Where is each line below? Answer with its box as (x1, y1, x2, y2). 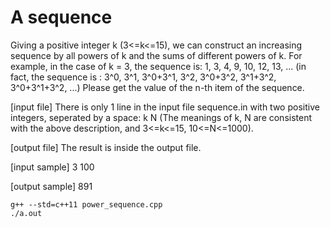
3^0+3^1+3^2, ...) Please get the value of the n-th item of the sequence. (10, 81, 305, 93)
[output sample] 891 (10, 180, 93, 192)
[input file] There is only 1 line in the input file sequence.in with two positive (10, 101, 320, 113)
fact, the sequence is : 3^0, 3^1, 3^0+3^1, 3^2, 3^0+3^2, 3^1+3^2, (10, 71, 277, 83)
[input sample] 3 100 (10, 161, 95, 173)
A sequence (10, 6, 113, 29)
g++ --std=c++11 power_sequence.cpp (10, 199, 163, 210)
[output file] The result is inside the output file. (10, 141, 202, 153)
